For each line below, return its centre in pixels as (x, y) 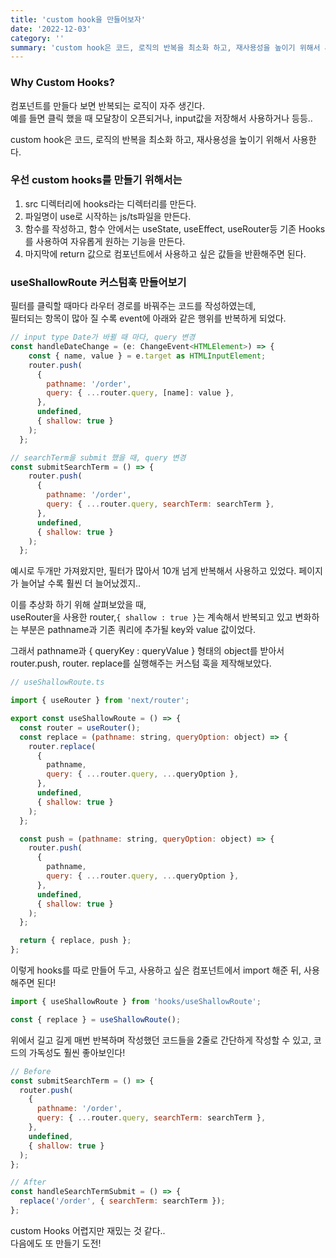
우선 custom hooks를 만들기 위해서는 (96, 180)
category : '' (37, 38)
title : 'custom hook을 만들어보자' (78, 19)
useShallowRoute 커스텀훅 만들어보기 (98, 282)
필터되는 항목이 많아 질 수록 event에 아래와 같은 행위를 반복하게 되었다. (148, 318)
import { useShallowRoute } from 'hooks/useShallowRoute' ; (136, 1002)
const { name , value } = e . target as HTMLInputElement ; (147, 356)
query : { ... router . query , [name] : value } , (140, 393)
